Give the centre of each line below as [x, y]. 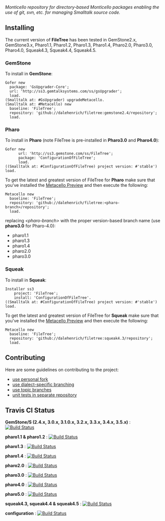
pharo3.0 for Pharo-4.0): [30, 226]
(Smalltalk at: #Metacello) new [38, 104]
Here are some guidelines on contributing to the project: [62, 370]
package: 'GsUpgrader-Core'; [39, 87]
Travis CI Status [30, 410]
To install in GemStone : [29, 74]
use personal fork [30, 379]
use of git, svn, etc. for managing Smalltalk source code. [63, 12]
